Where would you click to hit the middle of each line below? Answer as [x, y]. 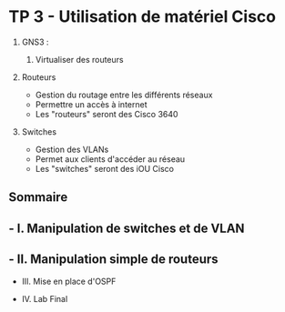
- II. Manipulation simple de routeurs [114, 260]
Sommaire [38, 197]
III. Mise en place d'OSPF [69, 281]
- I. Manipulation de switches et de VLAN [127, 228]
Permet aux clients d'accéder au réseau [110, 159]
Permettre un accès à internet [91, 104]
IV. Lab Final [45, 298]
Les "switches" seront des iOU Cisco [105, 168]
